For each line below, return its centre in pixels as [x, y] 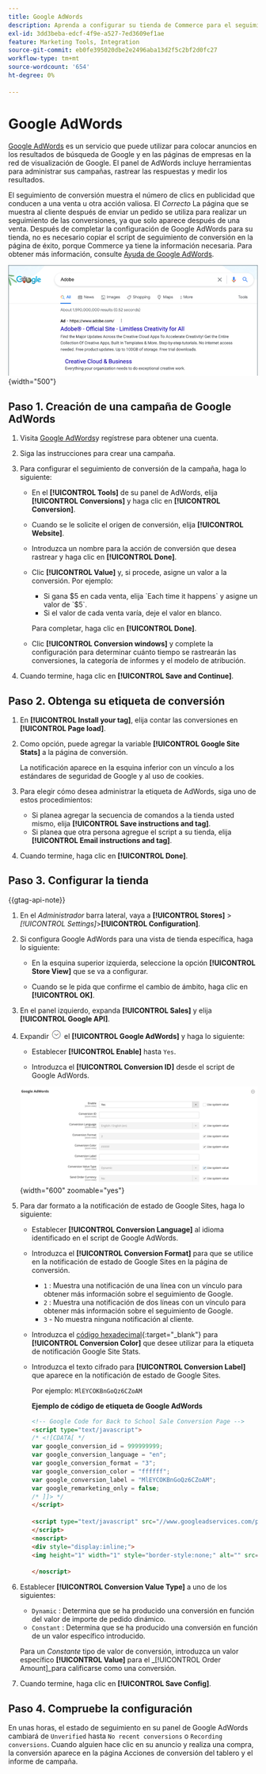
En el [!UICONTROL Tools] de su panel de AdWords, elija [124, 492]
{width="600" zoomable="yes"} [72, 1190]
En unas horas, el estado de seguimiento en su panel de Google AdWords [128, 1728]
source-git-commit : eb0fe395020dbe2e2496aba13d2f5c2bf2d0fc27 [113, 50]
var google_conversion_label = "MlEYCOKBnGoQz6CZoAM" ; [123, 1480]
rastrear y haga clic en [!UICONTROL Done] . [104, 557]
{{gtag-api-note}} [37, 899]
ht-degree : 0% [32, 75]
